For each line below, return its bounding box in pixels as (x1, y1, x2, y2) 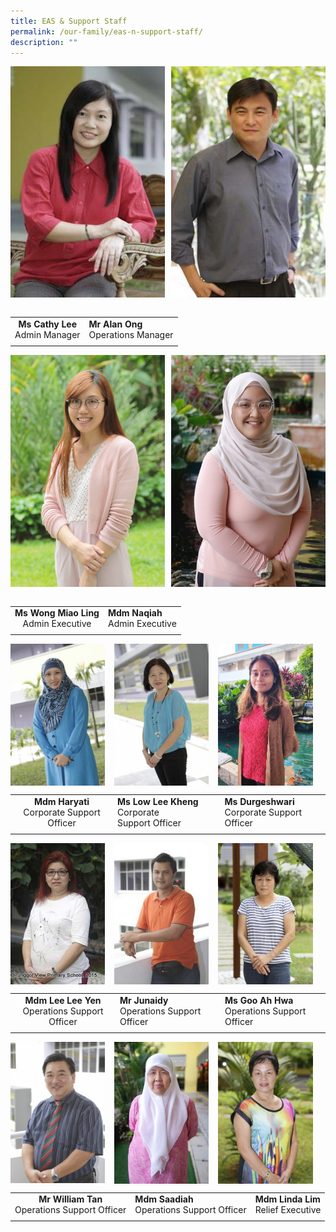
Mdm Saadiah (134, 1193, 194, 1205)
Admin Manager (14, 329, 81, 341)
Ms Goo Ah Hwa (224, 994, 294, 1006)
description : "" (10, 37, 78, 47)
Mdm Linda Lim (254, 1193, 321, 1205)
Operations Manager (88, 329, 174, 341)
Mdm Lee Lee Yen (24, 994, 102, 1006)
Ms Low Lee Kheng (117, 795, 199, 807)
